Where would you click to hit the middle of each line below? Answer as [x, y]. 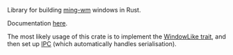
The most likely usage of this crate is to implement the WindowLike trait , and [116, 36]
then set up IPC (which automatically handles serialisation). [92, 44]
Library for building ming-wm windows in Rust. [74, 10]
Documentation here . [38, 23]
